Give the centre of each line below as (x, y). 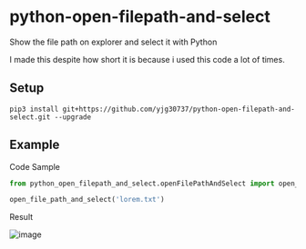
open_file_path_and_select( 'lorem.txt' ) (87, 200)
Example (35, 145)
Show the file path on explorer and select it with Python (113, 42)
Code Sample (35, 166)
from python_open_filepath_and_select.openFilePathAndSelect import (142, 184)
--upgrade (73, 117)
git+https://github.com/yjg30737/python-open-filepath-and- (179, 109)
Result (21, 217)
